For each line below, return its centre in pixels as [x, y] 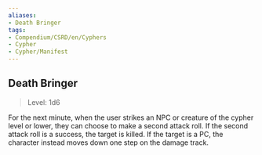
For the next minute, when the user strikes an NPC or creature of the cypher [131, 117]
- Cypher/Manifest [38, 52]
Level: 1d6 [44, 102]
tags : [17, 30]
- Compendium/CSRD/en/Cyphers [58, 37]
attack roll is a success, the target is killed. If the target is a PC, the [116, 134]
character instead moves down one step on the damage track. [109, 142]
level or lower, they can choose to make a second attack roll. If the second [128, 125]
